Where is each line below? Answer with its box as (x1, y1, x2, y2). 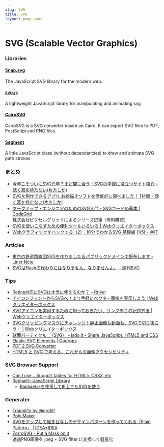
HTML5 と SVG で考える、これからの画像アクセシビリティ (12, 349, 130, 355)
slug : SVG (5, 7, 26, 12)
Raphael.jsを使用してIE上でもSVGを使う (19, 383, 101, 389)
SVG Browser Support (5, 361, 59, 368)
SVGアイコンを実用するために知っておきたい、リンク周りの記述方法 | (12, 308, 153, 314)
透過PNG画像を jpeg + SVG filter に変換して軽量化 (12, 436, 113, 442)
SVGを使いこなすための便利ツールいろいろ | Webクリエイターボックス (12, 223, 155, 229)
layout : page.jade (5, 16, 43, 21)
